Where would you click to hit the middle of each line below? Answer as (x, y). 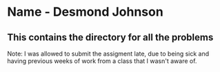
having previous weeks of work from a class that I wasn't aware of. (102, 61)
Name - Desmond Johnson (85, 12)
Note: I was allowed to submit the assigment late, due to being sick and (108, 53)
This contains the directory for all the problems (110, 37)
